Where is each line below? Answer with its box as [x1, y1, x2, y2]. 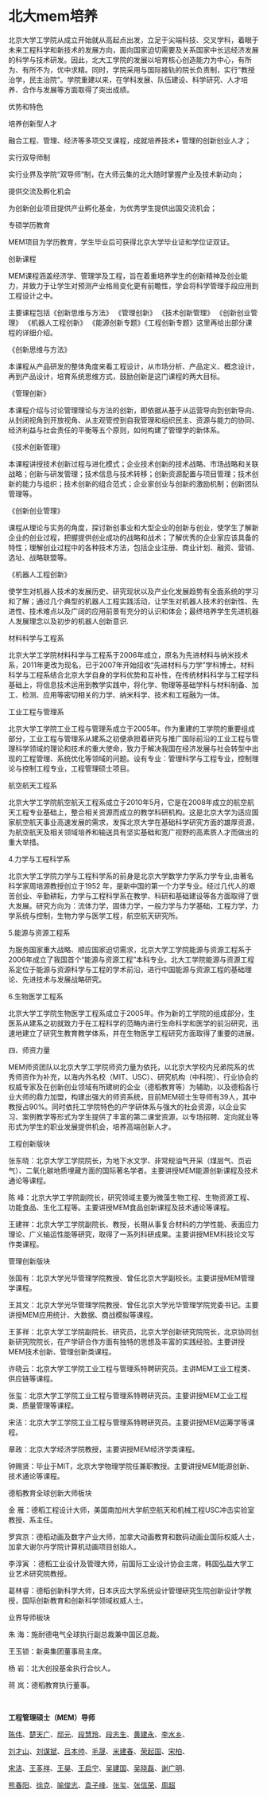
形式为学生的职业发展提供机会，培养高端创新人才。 [8, 1122, 176, 1131]
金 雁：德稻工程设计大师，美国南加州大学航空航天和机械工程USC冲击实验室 [8, 1505, 255, 1514]
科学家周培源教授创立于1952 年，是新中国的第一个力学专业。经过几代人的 [8, 881, 249, 890]
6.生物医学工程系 [8, 991, 64, 1001]
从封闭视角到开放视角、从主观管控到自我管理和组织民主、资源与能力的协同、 [8, 415, 259, 424]
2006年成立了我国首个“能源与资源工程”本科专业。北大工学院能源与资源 [8, 955, 241, 964]
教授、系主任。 [8, 1514, 57, 1525]
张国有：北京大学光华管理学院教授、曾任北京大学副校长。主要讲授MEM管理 [8, 1273, 255, 1283]
